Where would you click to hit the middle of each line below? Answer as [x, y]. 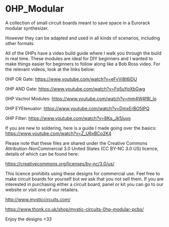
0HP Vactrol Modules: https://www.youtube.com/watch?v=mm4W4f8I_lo [81, 99]
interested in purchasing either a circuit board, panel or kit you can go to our [84, 184]
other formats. [20, 43]
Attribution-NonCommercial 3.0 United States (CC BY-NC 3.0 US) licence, [82, 148]
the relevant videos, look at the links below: [50, 69]
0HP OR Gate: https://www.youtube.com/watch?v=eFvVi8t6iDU [71, 79]
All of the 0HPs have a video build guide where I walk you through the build [83, 53]
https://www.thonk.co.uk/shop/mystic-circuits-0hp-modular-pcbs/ [74, 209]
